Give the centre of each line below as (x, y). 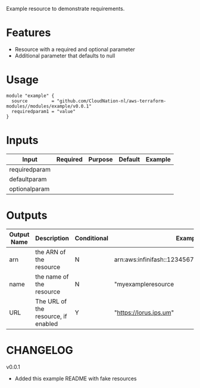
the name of (52, 276)
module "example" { (30, 96)
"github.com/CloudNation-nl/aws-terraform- (112, 101)
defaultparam (28, 179)
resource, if (51, 316)
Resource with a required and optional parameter (75, 49)
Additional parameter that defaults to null (65, 56)
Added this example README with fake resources (76, 378)
